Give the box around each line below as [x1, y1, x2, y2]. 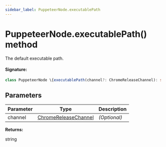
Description [98, 106, 127, 112]
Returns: [5, 127, 24, 133]
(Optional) [98, 114, 123, 121]
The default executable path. [5, 55, 64, 61]
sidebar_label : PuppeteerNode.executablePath [5, 7, 100, 12]
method [5, 39, 38, 50]
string [5, 136, 17, 142]
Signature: [5, 67, 27, 73]
